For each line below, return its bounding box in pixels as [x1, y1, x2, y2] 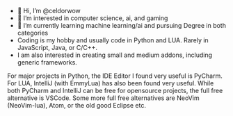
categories [17, 28, 49, 37]
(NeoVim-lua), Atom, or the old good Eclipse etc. [7, 101, 146, 109]
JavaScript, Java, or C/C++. [17, 44, 97, 51]
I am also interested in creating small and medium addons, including [17, 51, 212, 59]
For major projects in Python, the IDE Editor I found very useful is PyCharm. [7, 72, 223, 80]
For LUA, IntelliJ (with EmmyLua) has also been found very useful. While [7, 79, 214, 87]
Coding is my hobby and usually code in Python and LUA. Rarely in [17, 36, 209, 44]
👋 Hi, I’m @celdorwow [17, 7, 81, 15]
